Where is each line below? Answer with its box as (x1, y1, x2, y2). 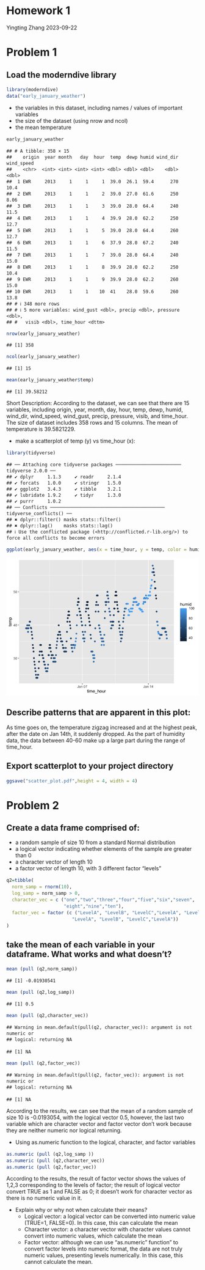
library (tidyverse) (6, 450, 56, 456)
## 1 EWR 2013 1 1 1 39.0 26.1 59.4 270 (6, 178, 179, 185)
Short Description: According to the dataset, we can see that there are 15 (6, 400, 190, 407)
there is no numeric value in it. (6, 1194, 82, 1202)
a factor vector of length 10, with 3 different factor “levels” (15, 865, 162, 872)
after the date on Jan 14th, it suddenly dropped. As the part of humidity (6, 730, 185, 737)
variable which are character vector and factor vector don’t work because (6, 1120, 192, 1128)
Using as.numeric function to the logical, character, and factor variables (15, 1138, 196, 1146)
